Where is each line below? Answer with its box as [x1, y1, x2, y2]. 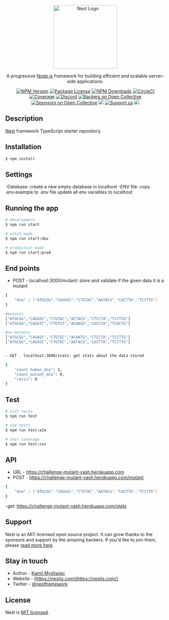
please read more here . [5, 542, 54, 548]
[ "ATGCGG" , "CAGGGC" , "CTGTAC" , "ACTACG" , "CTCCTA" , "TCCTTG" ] [5, 316, 130, 321]
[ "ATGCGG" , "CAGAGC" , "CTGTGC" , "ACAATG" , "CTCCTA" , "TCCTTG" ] [5, 335, 130, 340]
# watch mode [5, 231, 33, 236]
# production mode [5, 245, 44, 250]
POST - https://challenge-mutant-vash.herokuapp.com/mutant [12, 474, 144, 481]
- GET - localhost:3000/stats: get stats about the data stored [5, 353, 144, 358]
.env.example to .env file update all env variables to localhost [5, 189, 133, 195]
